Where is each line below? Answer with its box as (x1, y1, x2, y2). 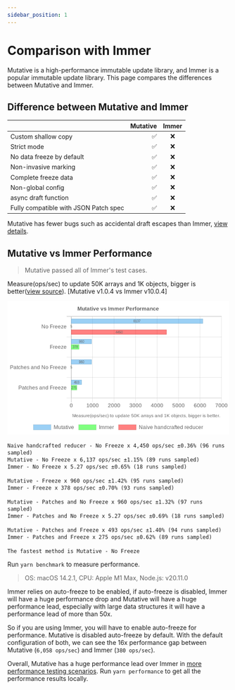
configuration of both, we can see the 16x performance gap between (7, 638, 207, 646)
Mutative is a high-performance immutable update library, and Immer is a (7, 65, 220, 74)
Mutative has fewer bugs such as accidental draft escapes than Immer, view (7, 219, 228, 228)
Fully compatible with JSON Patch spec (10, 204, 125, 212)
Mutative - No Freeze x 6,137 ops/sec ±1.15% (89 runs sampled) (7, 456, 200, 464)
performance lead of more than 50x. (7, 609, 113, 618)
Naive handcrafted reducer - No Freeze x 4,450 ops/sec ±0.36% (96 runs (7, 442, 225, 449)
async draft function (10, 193, 69, 202)
